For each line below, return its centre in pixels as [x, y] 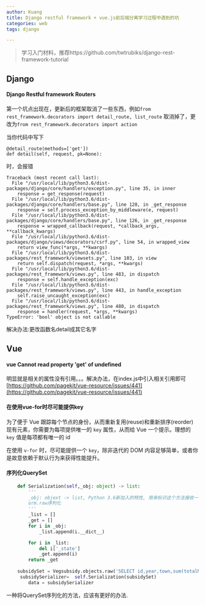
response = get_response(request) [61, 194]
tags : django [23, 29]
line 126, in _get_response [151, 220]
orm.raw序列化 [45, 503]
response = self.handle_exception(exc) [68, 279]
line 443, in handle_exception [142, 290]
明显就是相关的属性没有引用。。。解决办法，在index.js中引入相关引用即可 [96, 379]
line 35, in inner [152, 188]
